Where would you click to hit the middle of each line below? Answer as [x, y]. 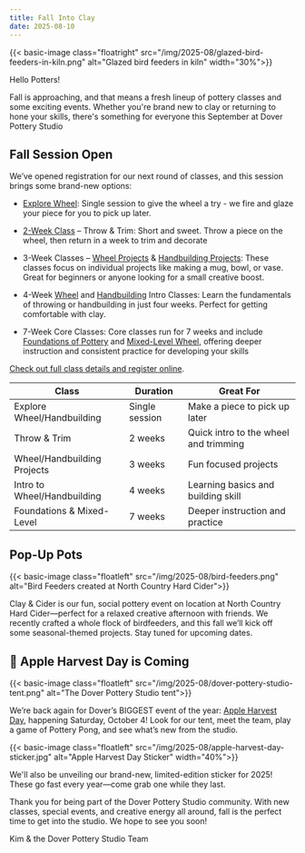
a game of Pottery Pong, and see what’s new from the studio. [124, 729]
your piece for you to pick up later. [87, 213]
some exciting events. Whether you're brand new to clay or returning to [143, 106]
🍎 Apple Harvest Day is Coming [99, 661]
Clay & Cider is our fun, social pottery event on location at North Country [145, 604]
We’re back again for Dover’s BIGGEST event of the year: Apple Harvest [143, 710]
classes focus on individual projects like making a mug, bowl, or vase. [153, 268]
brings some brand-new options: [71, 186]
